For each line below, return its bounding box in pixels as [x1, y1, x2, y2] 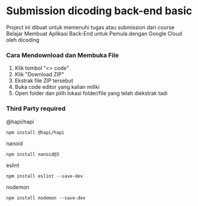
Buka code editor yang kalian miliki [14, 83, 100, 91]
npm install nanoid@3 [6, 151, 60, 157]
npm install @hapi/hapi [6, 129, 65, 136]
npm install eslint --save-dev [6, 173, 83, 179]
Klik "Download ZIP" [14, 71, 64, 78]
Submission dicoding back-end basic [6, 4, 193, 18]
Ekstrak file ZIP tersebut [14, 77, 73, 84]
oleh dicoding [6, 36, 40, 43]
